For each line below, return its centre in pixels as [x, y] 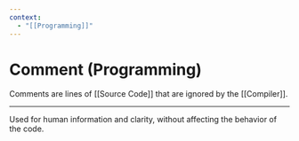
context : [25, 17]
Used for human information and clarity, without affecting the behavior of [143, 120]
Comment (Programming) [105, 70]
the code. [27, 129]
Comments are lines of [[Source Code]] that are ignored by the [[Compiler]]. [149, 94]
